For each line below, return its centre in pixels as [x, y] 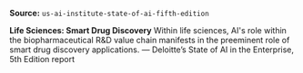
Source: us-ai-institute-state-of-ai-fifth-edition [109, 13]
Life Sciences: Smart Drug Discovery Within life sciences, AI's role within [148, 30]
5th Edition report [42, 59]
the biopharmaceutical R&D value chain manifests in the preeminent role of [150, 40]
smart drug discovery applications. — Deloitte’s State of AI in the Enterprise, [151, 50]
